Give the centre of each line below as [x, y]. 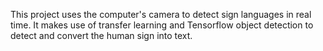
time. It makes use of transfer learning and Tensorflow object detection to [162, 25]
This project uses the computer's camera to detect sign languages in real [161, 14]
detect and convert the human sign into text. [101, 35]
